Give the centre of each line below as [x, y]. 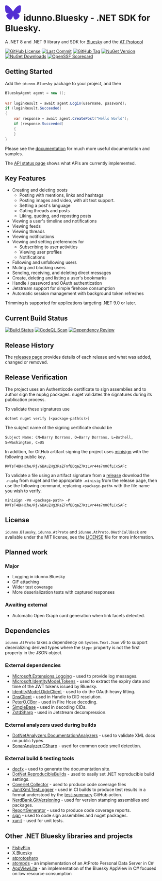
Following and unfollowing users [44, 262]
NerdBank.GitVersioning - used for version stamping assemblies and [80, 800]
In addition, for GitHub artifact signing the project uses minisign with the [77, 451]
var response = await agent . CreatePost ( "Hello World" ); [72, 119]
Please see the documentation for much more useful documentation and [77, 148]
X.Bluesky [22, 853]
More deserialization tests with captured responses [63, 592]
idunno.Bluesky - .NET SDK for [87, 18]
